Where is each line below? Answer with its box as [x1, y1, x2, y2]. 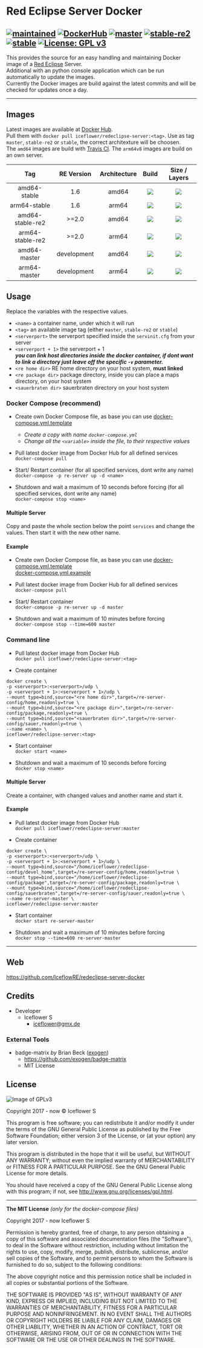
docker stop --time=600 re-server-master [14, 935, 121, 941]
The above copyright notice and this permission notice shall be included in [6, 1273, 192, 1280]
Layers [169, 173, 189, 181]
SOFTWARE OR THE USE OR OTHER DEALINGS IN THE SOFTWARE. [6, 1336, 176, 1343]
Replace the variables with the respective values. [6, 308, 129, 315]
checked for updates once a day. [6, 86, 89, 93]
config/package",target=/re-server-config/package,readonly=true [6, 880, 174, 886]
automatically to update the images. [6, 73, 95, 80]
